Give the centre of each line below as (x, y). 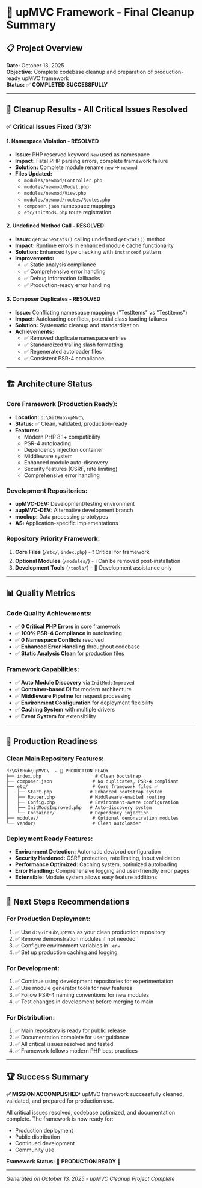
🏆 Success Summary (47, 1076)
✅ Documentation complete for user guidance (72, 1038)
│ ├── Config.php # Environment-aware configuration (93, 802)
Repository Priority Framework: (53, 538)
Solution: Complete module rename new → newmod (76, 167)
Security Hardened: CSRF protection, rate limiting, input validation (97, 858)
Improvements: (34, 258)
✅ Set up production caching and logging (66, 952)
